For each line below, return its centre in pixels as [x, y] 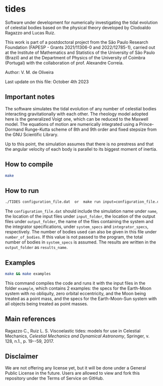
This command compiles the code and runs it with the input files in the [75, 283]
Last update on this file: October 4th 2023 [47, 82]
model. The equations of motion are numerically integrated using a [72, 124]
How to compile [29, 165]
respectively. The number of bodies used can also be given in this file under [81, 232]
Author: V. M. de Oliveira [29, 72]
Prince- [147, 124]
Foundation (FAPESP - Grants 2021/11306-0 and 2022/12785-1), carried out [80, 47]
